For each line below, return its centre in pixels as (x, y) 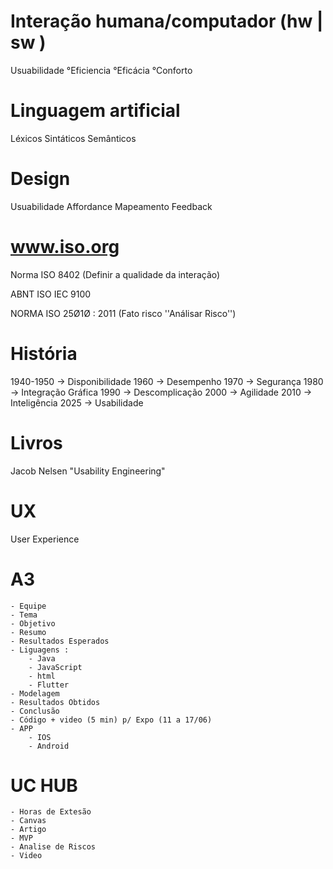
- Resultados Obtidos (55, 702)
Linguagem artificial (95, 111)
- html (42, 676)
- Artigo (28, 830)
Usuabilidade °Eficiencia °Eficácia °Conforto (101, 70)
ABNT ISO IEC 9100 (51, 294)
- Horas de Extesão (51, 812)
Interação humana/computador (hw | (167, 21)
